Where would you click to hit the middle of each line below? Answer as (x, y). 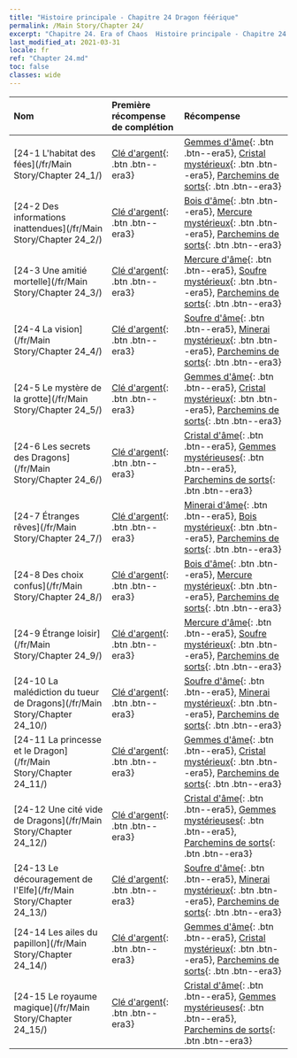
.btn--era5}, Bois (221, 516)
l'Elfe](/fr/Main (44, 890)
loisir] (88, 633)
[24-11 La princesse (57, 739)
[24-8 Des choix (49, 575)
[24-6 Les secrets (52, 446)
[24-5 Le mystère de (57, 388)
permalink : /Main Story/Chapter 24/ (76, 26)
